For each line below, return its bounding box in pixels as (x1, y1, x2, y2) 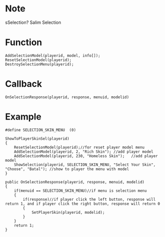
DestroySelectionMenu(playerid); (5, 61, 74, 67)
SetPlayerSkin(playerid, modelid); (31, 210, 105, 215)
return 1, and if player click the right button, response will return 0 (5, 201, 161, 206)
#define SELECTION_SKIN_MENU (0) (5, 127, 77, 132)
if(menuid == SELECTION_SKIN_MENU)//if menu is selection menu (14, 188, 147, 193)
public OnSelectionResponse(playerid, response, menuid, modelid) (5, 179, 145, 184)
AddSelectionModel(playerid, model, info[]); (5, 53, 100, 58)
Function (5, 37, 42, 48)
